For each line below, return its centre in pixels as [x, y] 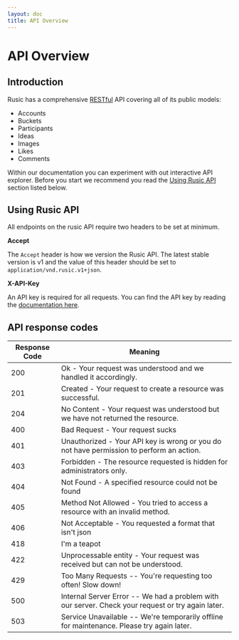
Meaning [144, 352]
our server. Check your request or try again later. [142, 605]
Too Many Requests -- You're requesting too [137, 576]
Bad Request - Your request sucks [118, 430]
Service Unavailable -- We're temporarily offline [142, 617]
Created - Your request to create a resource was [142, 389]
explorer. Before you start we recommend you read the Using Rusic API [112, 180]
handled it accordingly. [99, 377]
